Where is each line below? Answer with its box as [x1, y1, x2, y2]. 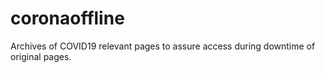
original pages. [10, 50, 72, 62]
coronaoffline [10, 7, 125, 30]
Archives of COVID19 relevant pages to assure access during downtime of [10, 40, 316, 52]
